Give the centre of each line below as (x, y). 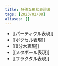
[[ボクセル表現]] (29, 40)
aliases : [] (17, 19)
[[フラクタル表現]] (31, 59)
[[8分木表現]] (26, 46)
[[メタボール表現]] (31, 52)
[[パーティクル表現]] (33, 34)
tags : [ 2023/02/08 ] (25, 14)
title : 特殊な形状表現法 (28, 10)
